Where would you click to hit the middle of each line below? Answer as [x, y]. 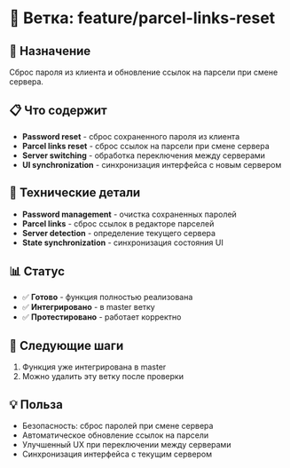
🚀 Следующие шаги [67, 345]
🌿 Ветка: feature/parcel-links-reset [142, 18]
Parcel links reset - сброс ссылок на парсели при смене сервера [146, 146]
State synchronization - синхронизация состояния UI [122, 242]
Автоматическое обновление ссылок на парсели [115, 435]
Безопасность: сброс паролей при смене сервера [118, 426]
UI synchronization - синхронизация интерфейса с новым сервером [152, 164]
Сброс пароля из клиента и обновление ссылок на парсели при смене [144, 72]
